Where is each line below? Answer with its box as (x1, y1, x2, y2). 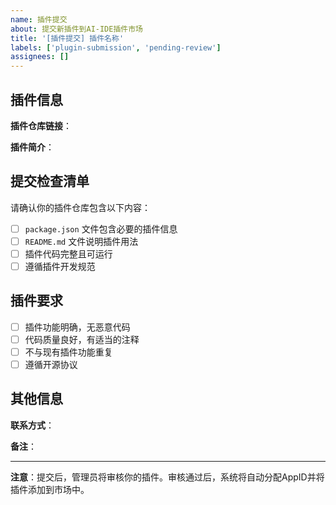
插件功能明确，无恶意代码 (24, 321, 131, 333)
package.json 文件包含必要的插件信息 (24, 222, 178, 235)
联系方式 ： (10, 419, 55, 431)
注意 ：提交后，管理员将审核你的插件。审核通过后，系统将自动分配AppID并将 (10, 471, 325, 483)
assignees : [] (10, 52, 70, 62)
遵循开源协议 (24, 359, 78, 370)
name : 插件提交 (10, 14, 68, 25)
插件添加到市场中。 (10, 483, 90, 495)
